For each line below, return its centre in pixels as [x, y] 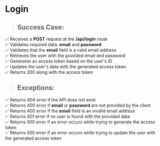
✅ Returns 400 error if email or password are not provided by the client [78, 105]
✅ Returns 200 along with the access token [49, 72]
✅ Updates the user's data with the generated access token [66, 67]
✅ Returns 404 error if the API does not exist [50, 100]
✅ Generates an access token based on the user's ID [59, 61]
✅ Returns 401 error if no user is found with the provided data [68, 116]
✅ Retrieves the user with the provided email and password [65, 56]
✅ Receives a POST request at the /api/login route [56, 39]
